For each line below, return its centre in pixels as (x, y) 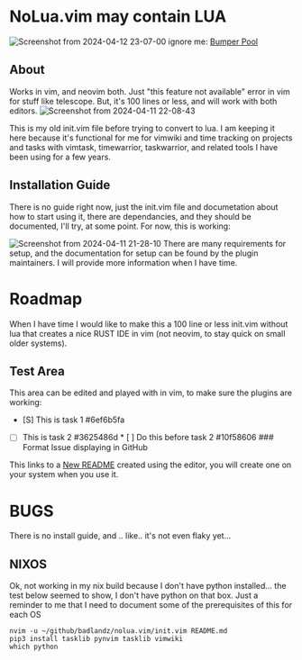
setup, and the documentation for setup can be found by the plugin (134, 253)
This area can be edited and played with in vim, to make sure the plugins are (151, 393)
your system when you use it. (64, 475)
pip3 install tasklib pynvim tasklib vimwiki (96, 639)
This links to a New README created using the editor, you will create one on (151, 465)
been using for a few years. (60, 157)
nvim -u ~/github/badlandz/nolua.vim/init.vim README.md (119, 631)
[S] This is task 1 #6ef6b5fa (73, 420)
